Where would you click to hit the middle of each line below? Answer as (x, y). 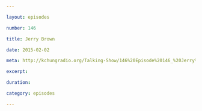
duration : (19, 83)
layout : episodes (28, 17)
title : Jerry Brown (31, 39)
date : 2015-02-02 (28, 50)
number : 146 (21, 28)
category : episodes (31, 94)
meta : (13, 61)
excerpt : (17, 72)
